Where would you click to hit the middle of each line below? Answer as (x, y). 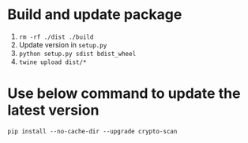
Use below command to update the (124, 94)
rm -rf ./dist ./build (56, 37)
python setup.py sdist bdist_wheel (77, 54)
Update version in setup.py (63, 44)
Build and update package (95, 15)
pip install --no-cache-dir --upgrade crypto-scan (92, 131)
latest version (53, 110)
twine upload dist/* (53, 62)
